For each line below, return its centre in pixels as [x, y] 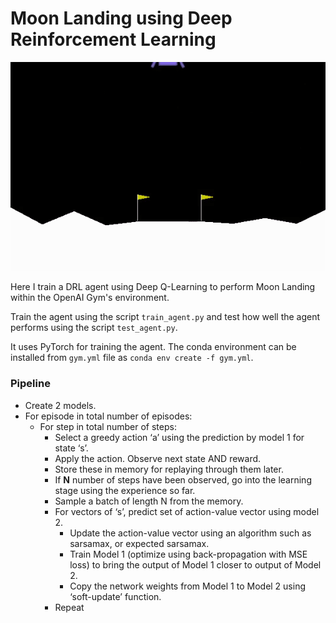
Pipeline [30, 384]
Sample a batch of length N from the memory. [149, 501]
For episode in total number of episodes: [108, 416]
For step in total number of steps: [108, 426]
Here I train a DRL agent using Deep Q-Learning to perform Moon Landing [163, 287]
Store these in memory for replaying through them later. [169, 469]
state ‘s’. [71, 448]
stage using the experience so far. [125, 490]
